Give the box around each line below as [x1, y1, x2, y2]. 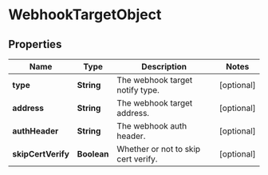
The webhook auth [116, 121, 187, 131]
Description [141, 62, 187, 72]
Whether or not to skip [116, 144, 201, 154]
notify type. [116, 85, 160, 95]
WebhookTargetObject [8, 6, 162, 24]
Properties [8, 38, 62, 51]
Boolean [77, 149, 109, 159]
